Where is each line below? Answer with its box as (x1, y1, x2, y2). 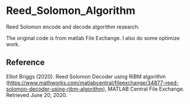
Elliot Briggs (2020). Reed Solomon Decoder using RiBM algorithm (6, 73, 166, 80)
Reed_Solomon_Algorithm (6, 4, 136, 17)
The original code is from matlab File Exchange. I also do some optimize (6, 34, 180, 41)
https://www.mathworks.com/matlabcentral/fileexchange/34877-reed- (8, 79, 179, 86)
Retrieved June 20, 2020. (6, 91, 67, 98)
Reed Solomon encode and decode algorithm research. (6, 23, 140, 30)
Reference (6, 58, 45, 67)
